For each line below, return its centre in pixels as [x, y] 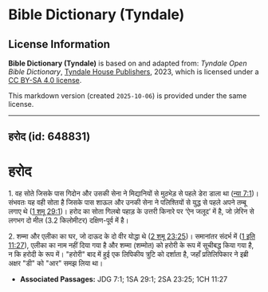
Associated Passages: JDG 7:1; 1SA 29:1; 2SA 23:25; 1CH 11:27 [124, 279]
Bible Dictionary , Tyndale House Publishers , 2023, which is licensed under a [134, 72]
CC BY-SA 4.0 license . [45, 80]
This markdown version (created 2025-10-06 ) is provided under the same [128, 96]
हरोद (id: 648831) [49, 137]
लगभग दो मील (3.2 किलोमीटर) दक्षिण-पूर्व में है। [69, 220]
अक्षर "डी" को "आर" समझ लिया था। [56, 263]
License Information [59, 44]
